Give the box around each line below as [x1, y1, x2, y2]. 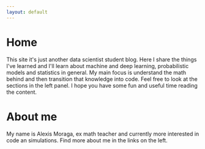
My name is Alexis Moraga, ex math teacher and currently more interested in [6, 130, 199, 137]
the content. [6, 88, 37, 96]
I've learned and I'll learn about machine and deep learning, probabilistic [6, 62, 189, 69]
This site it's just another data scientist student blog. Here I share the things [6, 56, 197, 63]
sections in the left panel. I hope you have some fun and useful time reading [6, 82, 198, 89]
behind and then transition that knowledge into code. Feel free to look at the [6, 75, 198, 83]
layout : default [6, 9, 48, 15]
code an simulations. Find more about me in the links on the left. [6, 136, 168, 144]
